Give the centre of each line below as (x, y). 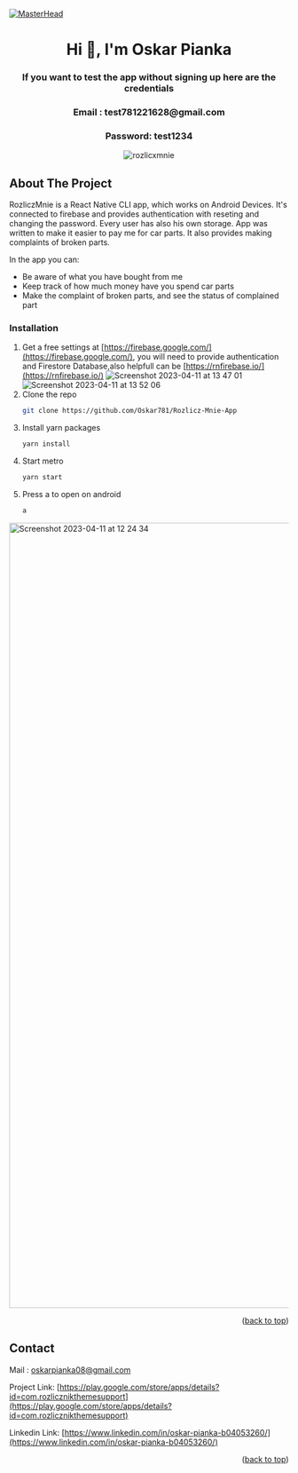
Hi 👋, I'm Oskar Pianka (149, 50)
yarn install (46, 444)
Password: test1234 (149, 136)
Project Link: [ (35, 1387)
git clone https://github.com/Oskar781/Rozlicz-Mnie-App (129, 411)
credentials (149, 89)
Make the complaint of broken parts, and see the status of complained (150, 296)
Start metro (43, 461)
